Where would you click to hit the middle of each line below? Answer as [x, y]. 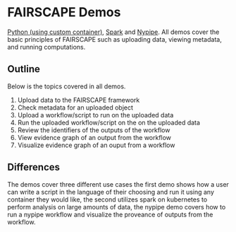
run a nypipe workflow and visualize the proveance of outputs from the [110, 214]
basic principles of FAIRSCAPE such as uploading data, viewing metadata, [114, 39]
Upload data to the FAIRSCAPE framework [79, 100]
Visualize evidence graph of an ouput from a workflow [96, 145]
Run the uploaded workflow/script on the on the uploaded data [109, 122]
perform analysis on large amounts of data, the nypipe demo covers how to [117, 207]
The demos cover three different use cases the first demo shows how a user [118, 184]
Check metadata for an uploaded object [75, 108]
